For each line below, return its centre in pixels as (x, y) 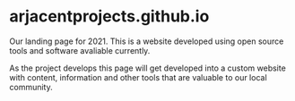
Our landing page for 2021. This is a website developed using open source (147, 41)
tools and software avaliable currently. (80, 50)
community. (31, 87)
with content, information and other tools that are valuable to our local (138, 77)
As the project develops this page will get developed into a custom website (148, 68)
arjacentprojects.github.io (109, 17)
